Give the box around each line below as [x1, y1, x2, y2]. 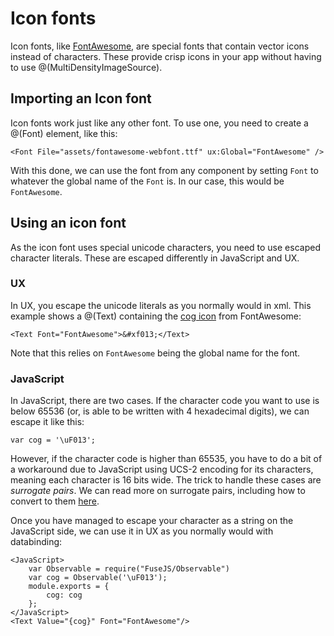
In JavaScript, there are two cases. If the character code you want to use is [10, 395, 320, 407]
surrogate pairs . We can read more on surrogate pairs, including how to [10, 485, 306, 497]
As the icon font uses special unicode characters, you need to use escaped [10, 241, 321, 253]
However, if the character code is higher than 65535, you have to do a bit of [10, 453, 323, 465]
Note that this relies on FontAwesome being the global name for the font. [10, 347, 301, 359]
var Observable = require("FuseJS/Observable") [28, 564, 230, 574]
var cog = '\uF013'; [10, 435, 97, 446]
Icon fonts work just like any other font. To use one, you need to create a [10, 117, 309, 129]
